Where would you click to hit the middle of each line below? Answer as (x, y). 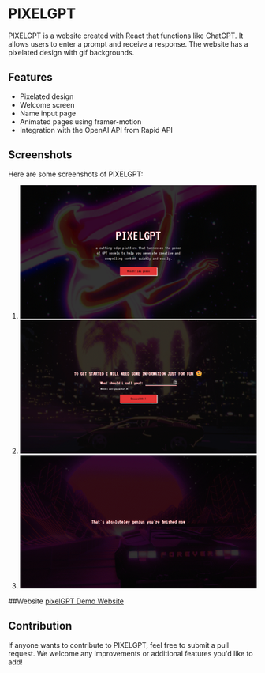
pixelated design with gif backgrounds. (71, 52)
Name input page (48, 113)
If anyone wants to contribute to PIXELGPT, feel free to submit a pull (119, 645)
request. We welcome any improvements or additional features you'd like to (131, 653)
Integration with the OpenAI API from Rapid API (96, 130)
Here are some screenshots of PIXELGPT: (76, 174)
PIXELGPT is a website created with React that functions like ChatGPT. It (126, 36)
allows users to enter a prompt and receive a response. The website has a (128, 43)
